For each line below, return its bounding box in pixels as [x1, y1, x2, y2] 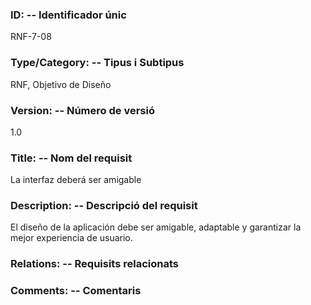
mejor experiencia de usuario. [10, 232, 133, 244]
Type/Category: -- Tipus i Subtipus [10, 56, 185, 70]
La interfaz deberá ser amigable [10, 174, 142, 186]
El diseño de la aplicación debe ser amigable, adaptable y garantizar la [10, 221, 302, 233]
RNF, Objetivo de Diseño [10, 78, 112, 90]
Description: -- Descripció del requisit [10, 199, 198, 213]
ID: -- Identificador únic [10, 8, 127, 22]
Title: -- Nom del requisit [10, 151, 133, 165]
